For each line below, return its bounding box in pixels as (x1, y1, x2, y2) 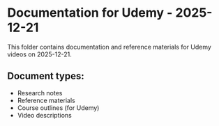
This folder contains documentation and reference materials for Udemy (7, 42, 211, 51)
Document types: (7, 70, 85, 82)
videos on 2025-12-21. (7, 50, 72, 58)
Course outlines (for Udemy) (17, 103, 100, 112)
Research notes (17, 88, 63, 97)
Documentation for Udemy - (7, 5, 173, 21)
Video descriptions (17, 111, 72, 119)
